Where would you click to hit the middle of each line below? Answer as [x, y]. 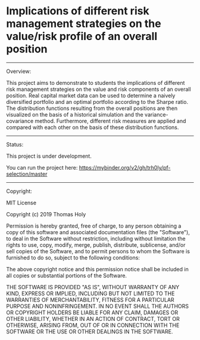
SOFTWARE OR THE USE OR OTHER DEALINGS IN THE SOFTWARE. [90, 331]
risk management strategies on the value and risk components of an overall [99, 89]
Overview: [19, 71]
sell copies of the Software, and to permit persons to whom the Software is [98, 251]
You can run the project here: [42, 167]
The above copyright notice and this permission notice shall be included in [97, 269]
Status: [15, 144]
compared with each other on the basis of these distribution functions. [93, 127]
